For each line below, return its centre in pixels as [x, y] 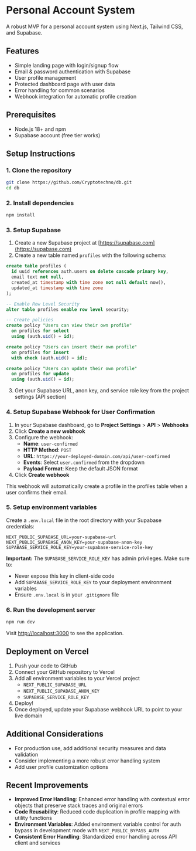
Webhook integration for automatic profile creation [75, 96]
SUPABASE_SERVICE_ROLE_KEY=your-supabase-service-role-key [80, 547]
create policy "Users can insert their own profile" [72, 347]
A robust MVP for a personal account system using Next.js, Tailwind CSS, [94, 26]
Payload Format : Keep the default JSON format [80, 468]
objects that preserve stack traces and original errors [79, 806]
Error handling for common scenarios [60, 90]
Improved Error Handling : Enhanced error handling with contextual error [102, 799]
